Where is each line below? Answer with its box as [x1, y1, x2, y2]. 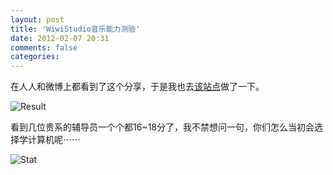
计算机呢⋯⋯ [27, 134, 81, 146]
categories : [10, 52, 60, 62]
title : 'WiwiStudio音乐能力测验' [10, 24, 141, 34]
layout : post [10, 14, 65, 25]
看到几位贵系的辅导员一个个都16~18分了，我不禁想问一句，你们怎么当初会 [10, 121, 315, 133]
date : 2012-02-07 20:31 [10, 33, 110, 43]
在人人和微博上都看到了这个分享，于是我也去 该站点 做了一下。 [10, 81, 265, 93]
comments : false [10, 42, 78, 53]
